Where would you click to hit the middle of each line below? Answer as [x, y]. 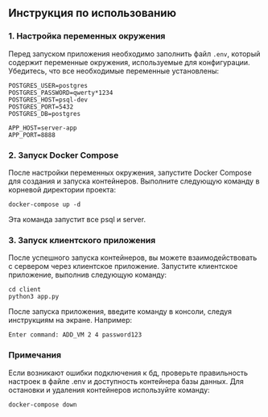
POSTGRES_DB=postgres [45, 114]
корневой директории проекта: [62, 189]
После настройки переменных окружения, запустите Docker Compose [130, 172]
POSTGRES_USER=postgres [48, 85]
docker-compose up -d [45, 204]
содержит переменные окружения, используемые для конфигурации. [130, 62]
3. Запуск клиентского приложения [82, 240]
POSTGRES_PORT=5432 [41, 107]
